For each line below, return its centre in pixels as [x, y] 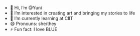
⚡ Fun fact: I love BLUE [34, 29]
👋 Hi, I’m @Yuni [26, 8]
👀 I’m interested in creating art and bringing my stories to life [73, 13]
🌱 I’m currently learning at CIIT [41, 18]
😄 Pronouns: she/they [33, 23]
